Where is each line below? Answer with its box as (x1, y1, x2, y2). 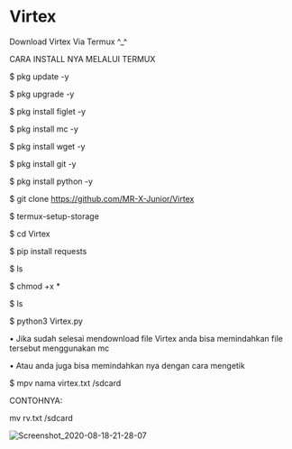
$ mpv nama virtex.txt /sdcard (9, 377, 122, 389)
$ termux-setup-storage (9, 210, 99, 222)
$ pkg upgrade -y (9, 88, 75, 99)
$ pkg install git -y (9, 158, 77, 169)
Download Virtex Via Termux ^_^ (9, 36, 128, 47)
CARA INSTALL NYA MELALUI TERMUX (9, 53, 156, 64)
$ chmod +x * (9, 280, 60, 291)
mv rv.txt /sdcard (9, 412, 74, 423)
